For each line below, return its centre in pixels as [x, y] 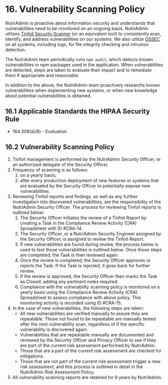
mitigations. [32, 356]
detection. [16, 50]
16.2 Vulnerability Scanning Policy [60, 147]
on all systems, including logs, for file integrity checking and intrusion [77, 44]
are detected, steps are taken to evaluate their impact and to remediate [78, 70]
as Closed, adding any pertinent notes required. [69, 281]
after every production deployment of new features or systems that [89, 180]
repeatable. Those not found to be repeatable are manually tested [88, 318]
